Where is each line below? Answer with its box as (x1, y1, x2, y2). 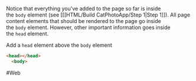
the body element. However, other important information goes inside (6, 24, 171, 31)
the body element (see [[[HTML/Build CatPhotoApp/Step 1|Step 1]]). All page (6, 11, 191, 18)
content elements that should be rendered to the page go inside (6, 18, 161, 24)
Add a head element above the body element (6, 41, 112, 48)
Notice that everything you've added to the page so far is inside (6, 5, 161, 12)
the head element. (6, 30, 49, 37)
